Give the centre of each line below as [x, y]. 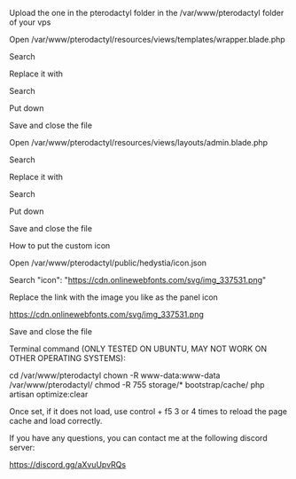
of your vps [30, 22]
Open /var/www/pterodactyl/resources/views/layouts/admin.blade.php [139, 142]
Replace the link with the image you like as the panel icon [114, 297]
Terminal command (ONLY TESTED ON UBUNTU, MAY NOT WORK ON [138, 349]
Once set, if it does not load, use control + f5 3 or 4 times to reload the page [148, 411]
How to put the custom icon [60, 246]
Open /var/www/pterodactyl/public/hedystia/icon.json [108, 263]
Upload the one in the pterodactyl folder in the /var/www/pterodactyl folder [147, 13]
